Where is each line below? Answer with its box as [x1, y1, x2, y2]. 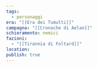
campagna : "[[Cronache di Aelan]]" [6, 24, 93, 31]
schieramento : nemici [6, 30, 59, 36]
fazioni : [6, 36, 27, 41]
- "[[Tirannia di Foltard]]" [11, 41, 82, 47]
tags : [6, 8, 19, 15]
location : [6, 47, 30, 52]
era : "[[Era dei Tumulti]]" [6, 19, 75, 25]
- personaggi [11, 14, 43, 20]
